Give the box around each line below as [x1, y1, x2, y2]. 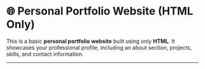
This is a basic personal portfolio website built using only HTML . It [6, 38, 175, 45]
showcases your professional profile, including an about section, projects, [6, 44, 192, 51]
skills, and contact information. [6, 50, 84, 57]
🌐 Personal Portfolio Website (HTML [6, 4, 193, 18]
